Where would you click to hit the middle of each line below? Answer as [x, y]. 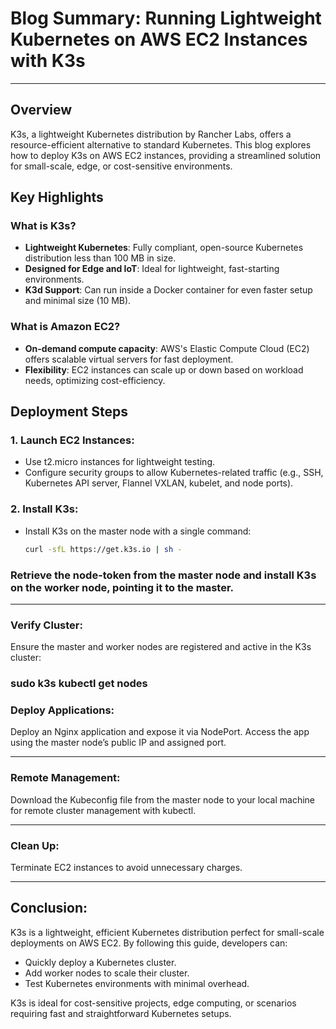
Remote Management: [65, 778]
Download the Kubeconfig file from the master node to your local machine [163, 799]
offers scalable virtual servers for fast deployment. [129, 359]
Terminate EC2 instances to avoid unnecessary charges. [126, 867]
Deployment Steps [69, 412]
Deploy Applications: [62, 710]
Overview [41, 110]
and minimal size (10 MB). [78, 301]
